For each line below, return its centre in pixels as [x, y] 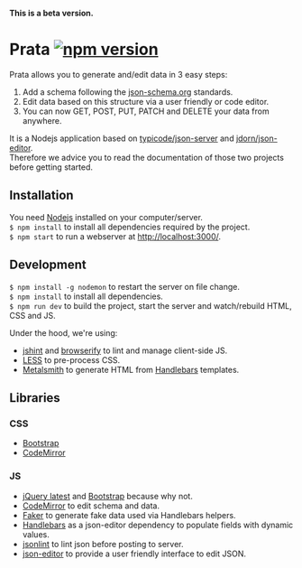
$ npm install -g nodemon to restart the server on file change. [125, 286]
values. [36, 534]
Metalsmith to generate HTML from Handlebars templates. [131, 369]
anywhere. [42, 120]
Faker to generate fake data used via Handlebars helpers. [129, 515]
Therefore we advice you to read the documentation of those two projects [146, 157]
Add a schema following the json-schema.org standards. [128, 92]
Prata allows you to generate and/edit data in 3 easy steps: [119, 74]
